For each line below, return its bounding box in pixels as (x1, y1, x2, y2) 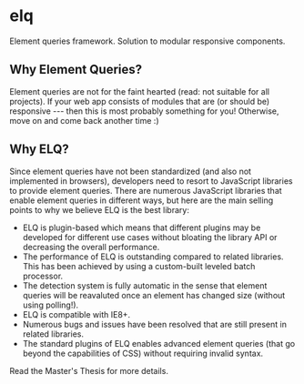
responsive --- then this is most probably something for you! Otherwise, (9, 106, 279, 116)
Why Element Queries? (9, 62, 143, 77)
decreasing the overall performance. (22, 241, 160, 252)
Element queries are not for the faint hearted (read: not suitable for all (9, 86, 270, 96)
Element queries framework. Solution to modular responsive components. (9, 35, 286, 46)
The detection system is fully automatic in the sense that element (22, 279, 268, 291)
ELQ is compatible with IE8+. (22, 308, 131, 319)
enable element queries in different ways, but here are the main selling (9, 195, 274, 206)
